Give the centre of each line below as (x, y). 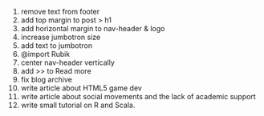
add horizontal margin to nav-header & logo (93, 28)
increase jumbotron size (61, 37)
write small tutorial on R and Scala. (78, 105)
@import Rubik (45, 54)
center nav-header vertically (68, 62)
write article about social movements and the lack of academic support (138, 96)
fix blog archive (47, 80)
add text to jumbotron (57, 46)
